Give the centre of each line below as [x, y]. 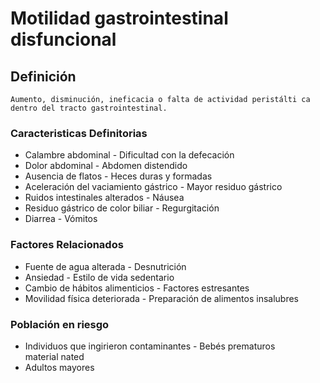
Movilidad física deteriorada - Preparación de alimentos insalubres [162, 298]
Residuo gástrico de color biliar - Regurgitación [122, 208]
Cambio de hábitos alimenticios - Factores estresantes [137, 288]
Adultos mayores [59, 367]
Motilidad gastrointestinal [119, 18]
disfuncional [63, 39]
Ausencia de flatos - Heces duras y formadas [118, 176]
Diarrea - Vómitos [61, 219]
